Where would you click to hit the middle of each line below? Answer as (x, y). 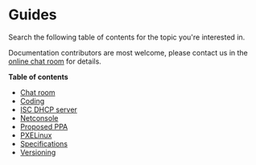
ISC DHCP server (49, 109)
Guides (33, 15)
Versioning (38, 152)
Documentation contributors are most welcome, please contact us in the (128, 52)
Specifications (44, 143)
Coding (32, 101)
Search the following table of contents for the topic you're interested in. (127, 37)
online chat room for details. (55, 61)
